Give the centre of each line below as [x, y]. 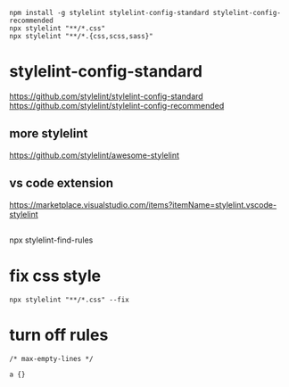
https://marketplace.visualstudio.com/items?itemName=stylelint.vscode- [143, 204]
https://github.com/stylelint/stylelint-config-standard [106, 96]
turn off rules [59, 335]
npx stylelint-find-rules [51, 240]
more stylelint [49, 134]
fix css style [55, 276]
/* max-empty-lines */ [51, 358]
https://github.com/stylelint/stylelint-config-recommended [117, 105]
